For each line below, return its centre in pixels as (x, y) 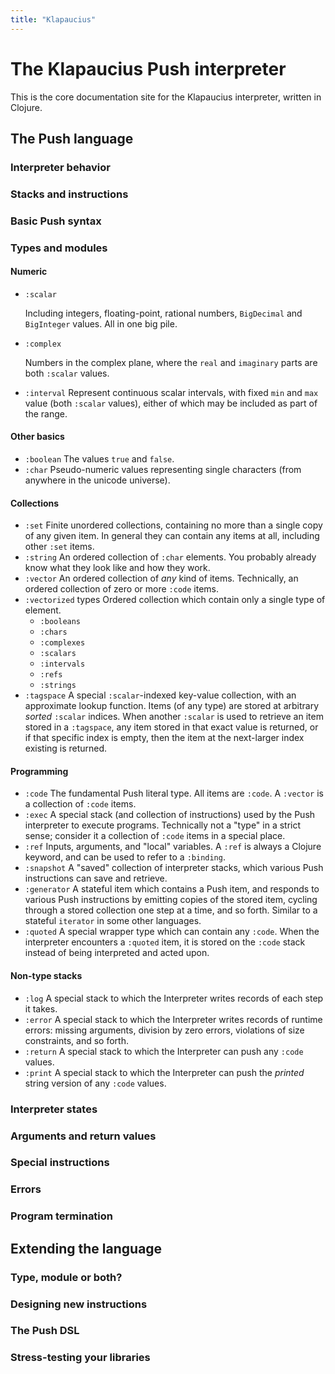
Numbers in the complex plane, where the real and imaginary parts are (171, 362)
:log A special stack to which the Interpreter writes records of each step (174, 998)
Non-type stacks (46, 976)
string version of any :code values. (95, 1083)
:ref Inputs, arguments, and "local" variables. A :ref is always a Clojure (173, 847)
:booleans (60, 622)
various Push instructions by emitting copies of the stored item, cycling (171, 900)
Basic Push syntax (56, 221)
